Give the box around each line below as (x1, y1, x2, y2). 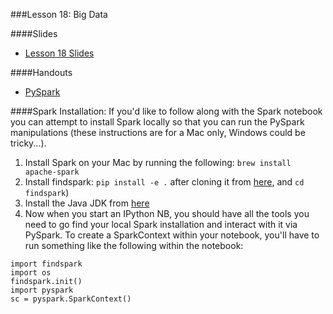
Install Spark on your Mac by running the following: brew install (24, 157, 292, 168)
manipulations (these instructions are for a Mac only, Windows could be (10, 127, 306, 138)
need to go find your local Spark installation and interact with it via (24, 219, 298, 230)
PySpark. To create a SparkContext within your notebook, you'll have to (24, 229, 320, 241)
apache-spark (24, 167, 80, 177)
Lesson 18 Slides (24, 47, 95, 59)
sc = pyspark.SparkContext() (10, 294, 132, 304)
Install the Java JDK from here (24, 197, 150, 209)
